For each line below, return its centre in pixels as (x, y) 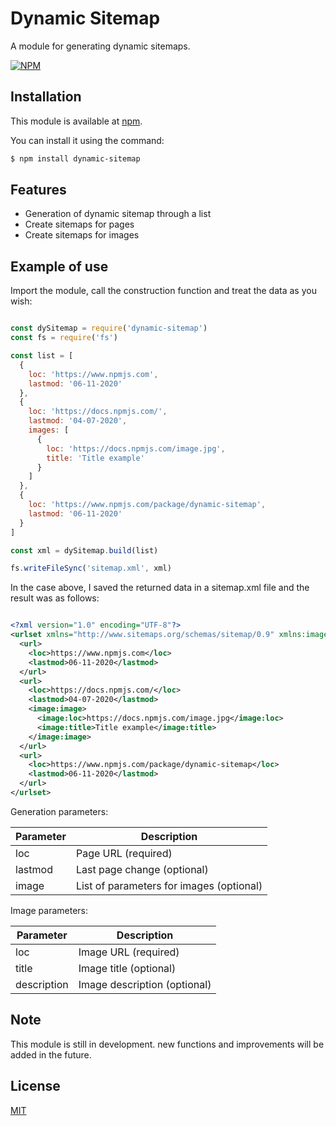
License (35, 1086)
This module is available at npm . (76, 121)
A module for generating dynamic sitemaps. (100, 46)
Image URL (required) (129, 952)
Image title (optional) (127, 968)
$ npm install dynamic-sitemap (75, 158)
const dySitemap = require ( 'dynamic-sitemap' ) (109, 328)
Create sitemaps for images (82, 235)
